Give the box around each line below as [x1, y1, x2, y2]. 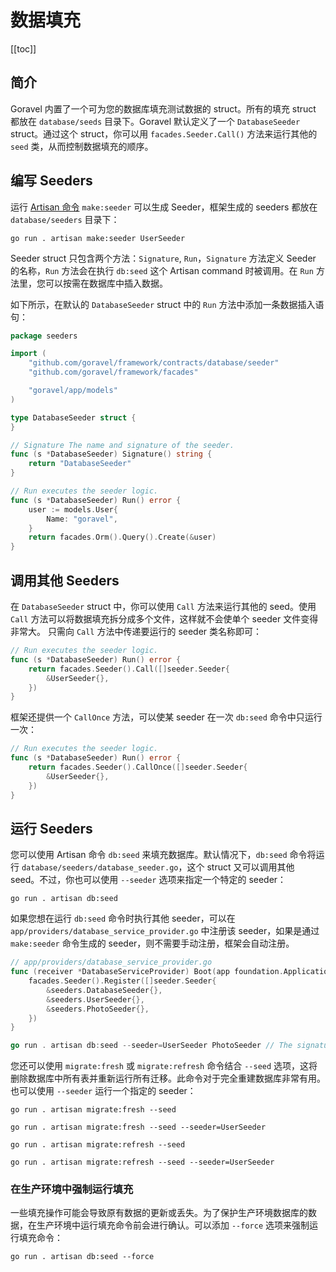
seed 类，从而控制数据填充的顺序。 [10, 140, 154, 152]
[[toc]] [10, 42, 37, 55]
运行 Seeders [10, 820, 93, 837]
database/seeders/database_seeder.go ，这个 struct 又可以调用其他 [21, 861, 295, 873]
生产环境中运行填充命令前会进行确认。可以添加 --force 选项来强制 [36, 1219, 310, 1231]
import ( [10, 349, 47, 359]
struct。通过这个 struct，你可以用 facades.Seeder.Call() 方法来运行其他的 [10, 127, 318, 140]
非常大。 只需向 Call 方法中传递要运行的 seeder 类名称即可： [10, 626, 263, 637]
